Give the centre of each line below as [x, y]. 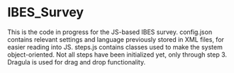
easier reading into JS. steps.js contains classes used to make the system [115, 47]
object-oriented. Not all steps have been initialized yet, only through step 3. [117, 55]
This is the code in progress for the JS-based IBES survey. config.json [110, 32]
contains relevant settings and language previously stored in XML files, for [116, 39]
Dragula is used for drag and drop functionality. [77, 62]
